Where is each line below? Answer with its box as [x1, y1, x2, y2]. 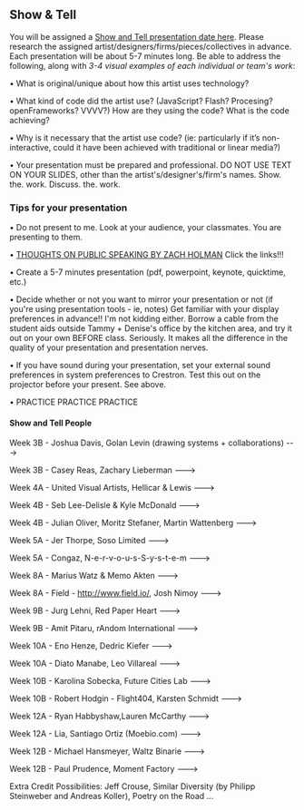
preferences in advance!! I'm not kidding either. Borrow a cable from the [9, 313, 279, 325]
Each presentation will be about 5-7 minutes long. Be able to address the [9, 50, 281, 62]
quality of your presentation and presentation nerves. [9, 342, 209, 353]
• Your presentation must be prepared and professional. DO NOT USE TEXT [9, 159, 292, 171]
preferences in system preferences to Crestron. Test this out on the [9, 369, 261, 380]
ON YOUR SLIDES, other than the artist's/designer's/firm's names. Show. [9, 169, 281, 180]
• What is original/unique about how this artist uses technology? [9, 77, 250, 89]
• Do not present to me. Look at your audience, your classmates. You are [9, 222, 282, 233]
